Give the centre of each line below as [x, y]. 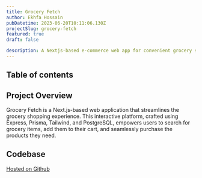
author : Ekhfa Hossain [35, 17]
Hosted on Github [28, 168]
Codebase [26, 154]
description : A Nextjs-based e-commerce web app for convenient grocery [99, 51]
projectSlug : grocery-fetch [41, 29]
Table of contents [40, 75]
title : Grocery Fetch [33, 12]
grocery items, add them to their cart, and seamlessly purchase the [90, 129]
